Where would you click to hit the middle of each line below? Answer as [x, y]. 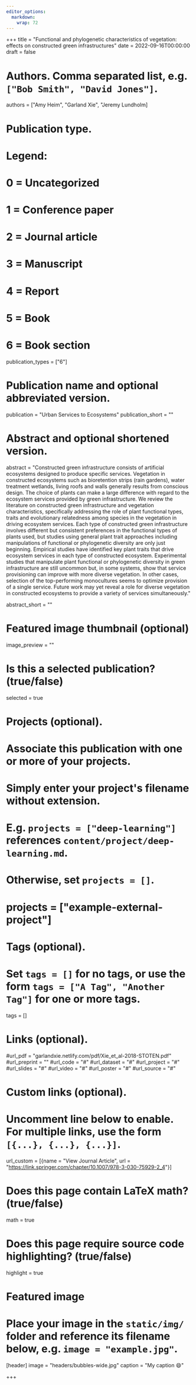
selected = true [24, 698]
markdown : [23, 17]
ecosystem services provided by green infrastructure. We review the [89, 499]
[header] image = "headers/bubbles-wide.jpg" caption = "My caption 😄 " [95, 1365]
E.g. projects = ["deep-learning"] [91, 828]
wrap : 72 [27, 22]
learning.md [35, 854]
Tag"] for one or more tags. [73, 999]
